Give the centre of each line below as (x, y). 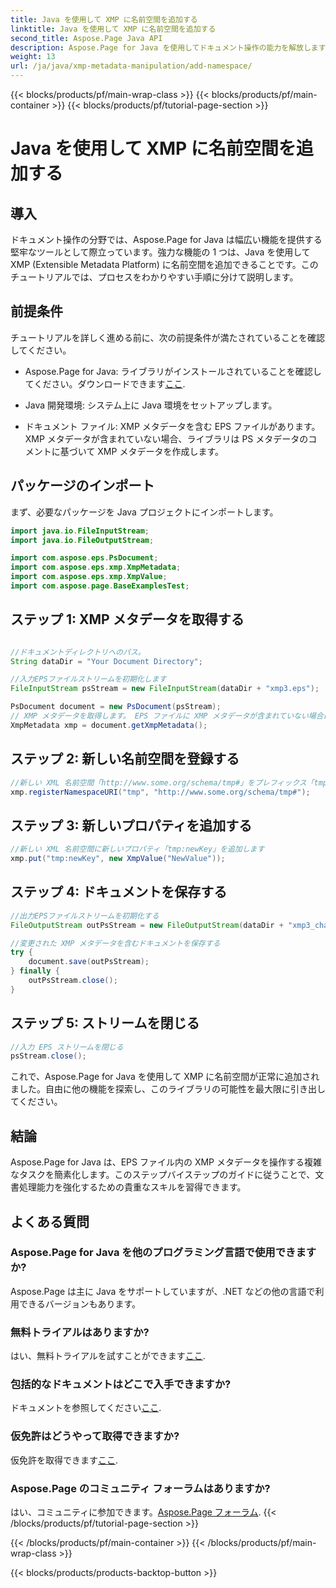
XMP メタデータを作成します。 (160, 451)
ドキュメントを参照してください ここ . (86, 1408)
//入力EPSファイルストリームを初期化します (88, 679)
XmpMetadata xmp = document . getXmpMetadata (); (109, 725)
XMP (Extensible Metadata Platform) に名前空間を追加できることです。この (164, 264)
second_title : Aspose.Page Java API (86, 38)
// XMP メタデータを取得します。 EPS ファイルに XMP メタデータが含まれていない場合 (167, 716)
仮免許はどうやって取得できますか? (95, 1436)
